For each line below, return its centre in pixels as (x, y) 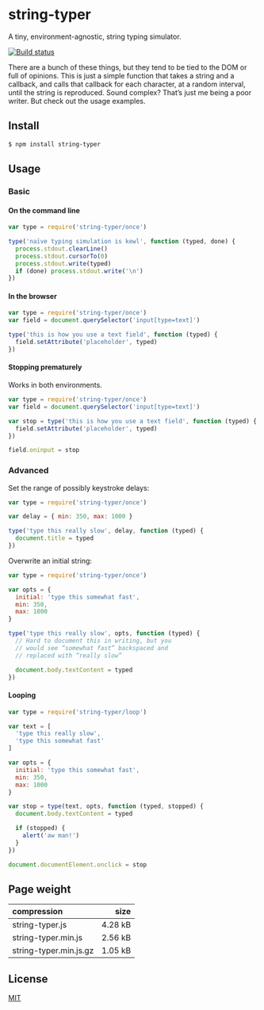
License (28, 979)
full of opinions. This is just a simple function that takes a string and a (121, 75)
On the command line (44, 210)
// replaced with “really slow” (69, 656)
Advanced (29, 471)
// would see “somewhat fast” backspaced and (92, 648)
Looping (22, 695)
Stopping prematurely (45, 367)
